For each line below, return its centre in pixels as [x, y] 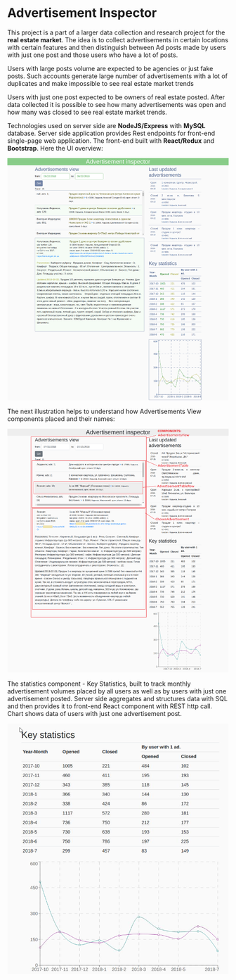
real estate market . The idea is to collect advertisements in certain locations [118, 39]
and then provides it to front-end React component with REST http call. [110, 706]
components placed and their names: [61, 419]
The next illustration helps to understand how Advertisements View [104, 411]
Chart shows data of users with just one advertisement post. [95, 714]
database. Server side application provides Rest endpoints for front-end [111, 133]
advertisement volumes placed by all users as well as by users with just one [117, 691]
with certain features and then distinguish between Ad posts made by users [117, 47]
